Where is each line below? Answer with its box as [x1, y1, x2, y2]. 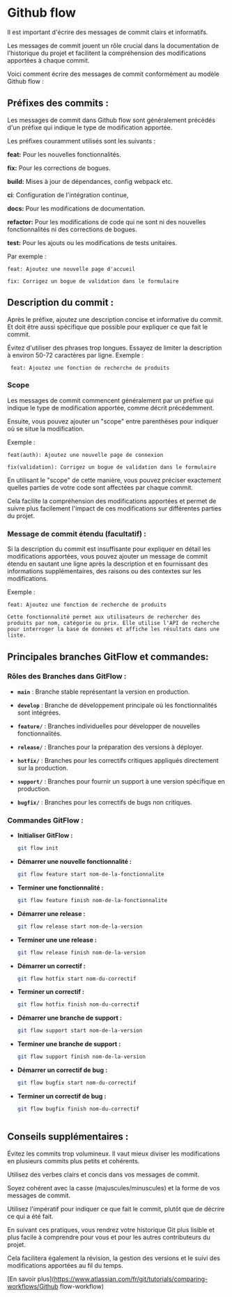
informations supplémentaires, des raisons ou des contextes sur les [7, 567, 202, 575]
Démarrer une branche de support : [17, 1013, 122, 1022]
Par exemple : [7, 252, 47, 261]
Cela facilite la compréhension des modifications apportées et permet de [7, 497, 217, 505]
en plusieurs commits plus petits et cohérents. [7, 1156, 140, 1165]
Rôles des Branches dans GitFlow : [7, 671, 127, 681]
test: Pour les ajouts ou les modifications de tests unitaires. [7, 238, 178, 247]
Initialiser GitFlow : [17, 831, 73, 840]
